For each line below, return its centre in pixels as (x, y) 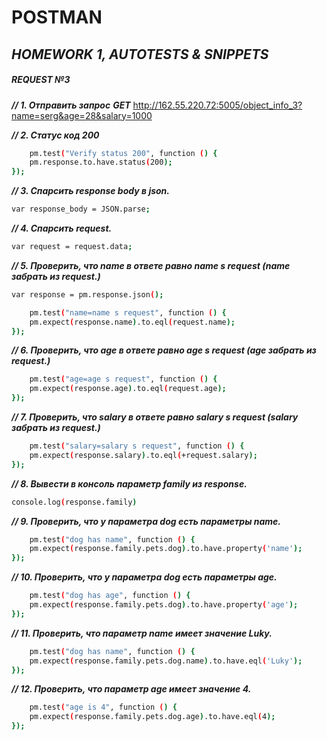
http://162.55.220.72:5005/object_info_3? (217, 105)
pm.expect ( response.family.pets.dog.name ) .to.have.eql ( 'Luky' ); (166, 661)
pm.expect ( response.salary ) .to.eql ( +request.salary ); (143, 455)
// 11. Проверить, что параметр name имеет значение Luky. (142, 633)
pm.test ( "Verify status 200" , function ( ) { (123, 153)
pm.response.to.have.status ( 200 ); (101, 162)
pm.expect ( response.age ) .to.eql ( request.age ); (128, 389)
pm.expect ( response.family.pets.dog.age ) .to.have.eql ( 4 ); (152, 717)
